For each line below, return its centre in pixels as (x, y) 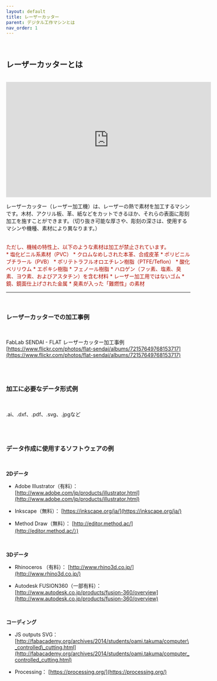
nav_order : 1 (22, 28)
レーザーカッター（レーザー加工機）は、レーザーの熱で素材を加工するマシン (98, 206)
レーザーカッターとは (44, 64)
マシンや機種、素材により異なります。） (53, 229)
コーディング (21, 622)
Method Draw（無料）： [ (44, 523)
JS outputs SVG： (36, 634)
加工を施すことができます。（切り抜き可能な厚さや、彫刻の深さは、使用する (97, 221)
